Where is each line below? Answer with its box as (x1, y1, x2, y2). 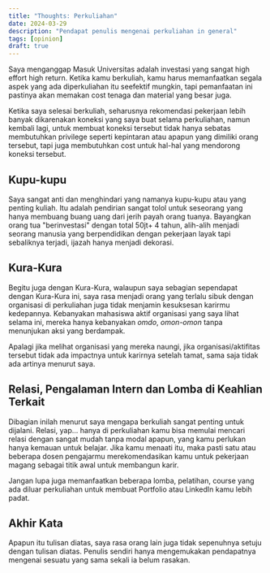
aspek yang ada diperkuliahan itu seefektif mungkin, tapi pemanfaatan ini (8, 82, 253, 92)
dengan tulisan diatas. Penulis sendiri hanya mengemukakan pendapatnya (8, 546, 257, 557)
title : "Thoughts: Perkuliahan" (8, 11, 118, 20)
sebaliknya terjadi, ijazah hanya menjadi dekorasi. (8, 237, 174, 247)
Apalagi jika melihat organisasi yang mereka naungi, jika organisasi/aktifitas (8, 341, 261, 351)
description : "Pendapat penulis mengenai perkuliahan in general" (8, 27, 238, 35)
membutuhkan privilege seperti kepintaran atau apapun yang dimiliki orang (8, 132, 259, 142)
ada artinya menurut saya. (8, 358, 96, 368)
